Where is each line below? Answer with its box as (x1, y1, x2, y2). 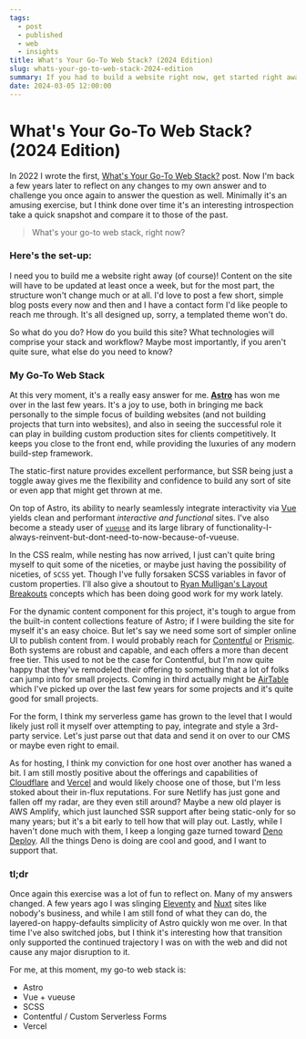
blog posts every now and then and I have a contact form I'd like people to (9, 299, 289, 310)
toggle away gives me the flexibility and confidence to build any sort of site (9, 476, 291, 487)
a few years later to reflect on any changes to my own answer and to (9, 180, 267, 191)
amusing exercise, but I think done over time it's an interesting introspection (9, 199, 294, 210)
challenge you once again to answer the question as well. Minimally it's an (9, 189, 288, 201)
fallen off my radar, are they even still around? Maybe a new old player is (9, 796, 281, 808)
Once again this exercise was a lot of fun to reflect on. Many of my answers (9, 888, 293, 899)
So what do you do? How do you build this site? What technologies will (9, 326, 275, 338)
